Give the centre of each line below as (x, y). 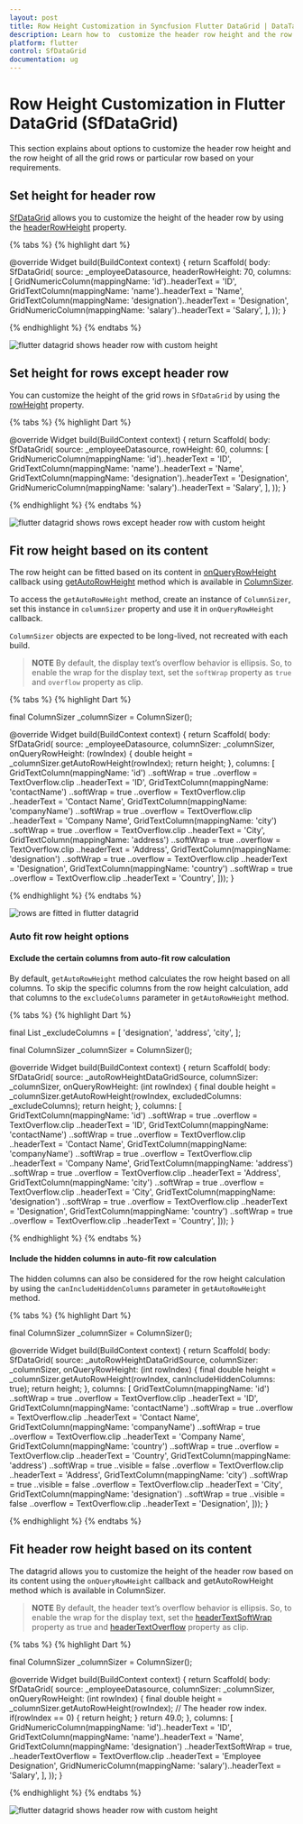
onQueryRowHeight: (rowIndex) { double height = (101, 754)
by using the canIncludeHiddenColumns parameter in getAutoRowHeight (138, 1288)
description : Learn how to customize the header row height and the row (151, 34)
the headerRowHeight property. (68, 227)
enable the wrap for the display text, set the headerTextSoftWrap (151, 1617)
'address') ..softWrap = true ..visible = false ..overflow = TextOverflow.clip (147, 1465)
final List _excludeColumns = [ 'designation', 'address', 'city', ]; (125, 1032)
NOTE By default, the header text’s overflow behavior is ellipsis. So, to (161, 1608)
